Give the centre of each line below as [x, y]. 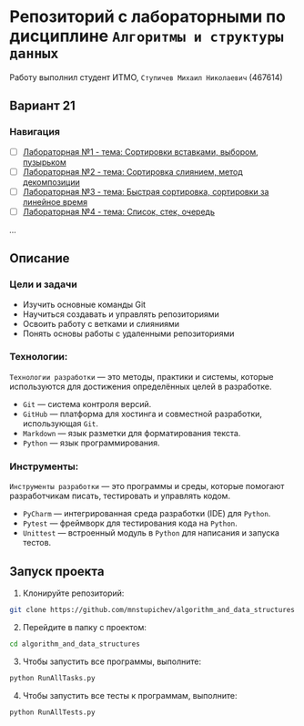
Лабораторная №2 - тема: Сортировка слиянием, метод [132, 171]
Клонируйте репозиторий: [73, 593]
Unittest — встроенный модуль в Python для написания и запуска [151, 533]
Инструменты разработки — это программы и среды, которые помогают [147, 486]
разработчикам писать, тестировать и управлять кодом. [120, 496]
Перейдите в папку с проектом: [85, 627]
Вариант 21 [42, 106]
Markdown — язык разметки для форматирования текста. [132, 433]
